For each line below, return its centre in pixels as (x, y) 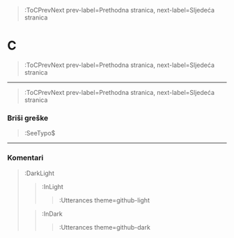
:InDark (52, 214)
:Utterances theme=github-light (104, 200)
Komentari (25, 158)
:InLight (53, 186)
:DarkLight (39, 173)
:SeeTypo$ (40, 133)
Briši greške (28, 118)
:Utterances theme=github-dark (105, 227)
